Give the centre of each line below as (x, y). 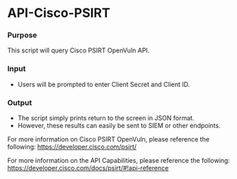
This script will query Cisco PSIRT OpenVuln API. (79, 50)
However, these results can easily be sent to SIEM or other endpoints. (119, 126)
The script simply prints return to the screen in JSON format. (106, 118)
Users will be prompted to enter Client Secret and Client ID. (104, 84)
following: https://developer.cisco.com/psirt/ (72, 147)
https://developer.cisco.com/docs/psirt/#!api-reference (88, 168)
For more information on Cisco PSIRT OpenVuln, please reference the (109, 139)
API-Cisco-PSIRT (59, 13)
